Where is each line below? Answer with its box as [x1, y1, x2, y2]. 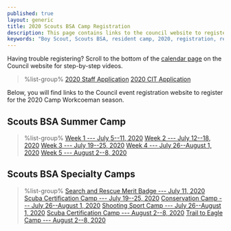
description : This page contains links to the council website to [7, 29, 201, 36]
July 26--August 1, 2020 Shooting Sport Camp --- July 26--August [31, 201, 221, 210]
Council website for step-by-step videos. [7, 62, 123, 70]
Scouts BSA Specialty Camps [7, 168, 135, 180]
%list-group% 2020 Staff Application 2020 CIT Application [23, 75, 191, 83]
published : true [7, 10, 54, 17]
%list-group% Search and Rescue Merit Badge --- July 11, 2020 [23, 186, 206, 195]
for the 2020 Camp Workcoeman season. [7, 96, 124, 104]
